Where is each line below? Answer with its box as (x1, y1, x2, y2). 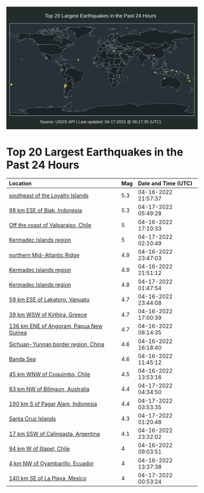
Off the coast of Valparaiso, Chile (8, 222, 92, 229)
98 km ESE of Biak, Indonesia (8, 206, 83, 214)
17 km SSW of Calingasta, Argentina (8, 430, 100, 437)
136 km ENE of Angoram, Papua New (8, 322, 103, 330)
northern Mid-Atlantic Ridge (8, 251, 80, 259)
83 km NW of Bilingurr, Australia (8, 385, 90, 392)
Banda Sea (8, 356, 36, 363)
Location (8, 180, 32, 187)
